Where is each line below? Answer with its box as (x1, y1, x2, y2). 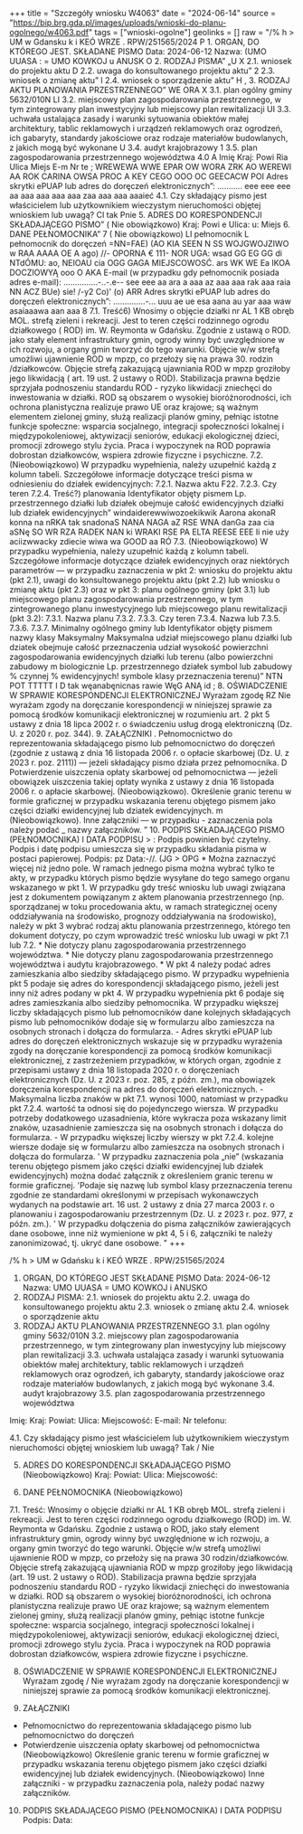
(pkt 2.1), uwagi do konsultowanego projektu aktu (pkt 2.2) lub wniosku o (9, 574, 280, 585)
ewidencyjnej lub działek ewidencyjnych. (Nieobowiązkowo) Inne (22, 1768, 265, 1779)
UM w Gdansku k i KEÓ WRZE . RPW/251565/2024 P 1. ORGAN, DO (9, 36, 260, 47)
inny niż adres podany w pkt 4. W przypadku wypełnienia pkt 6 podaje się (9, 988, 285, 998)
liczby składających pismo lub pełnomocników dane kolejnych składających (9, 1007, 291, 1017)
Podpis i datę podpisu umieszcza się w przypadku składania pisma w (9, 844, 267, 854)
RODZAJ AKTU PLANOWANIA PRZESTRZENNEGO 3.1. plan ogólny (22, 1320, 270, 1331)
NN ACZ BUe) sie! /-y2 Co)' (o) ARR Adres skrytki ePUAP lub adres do (9, 287, 270, 297)
